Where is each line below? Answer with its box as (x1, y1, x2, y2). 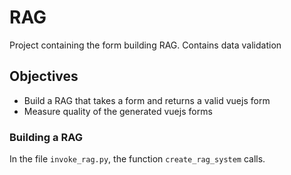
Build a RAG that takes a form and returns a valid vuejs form (23, 94, 271, 106)
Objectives (9, 68, 79, 85)
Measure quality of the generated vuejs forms (23, 105, 213, 117)
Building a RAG (9, 130, 83, 144)
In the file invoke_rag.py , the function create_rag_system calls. (9, 153, 266, 165)
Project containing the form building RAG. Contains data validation (9, 39, 282, 51)
